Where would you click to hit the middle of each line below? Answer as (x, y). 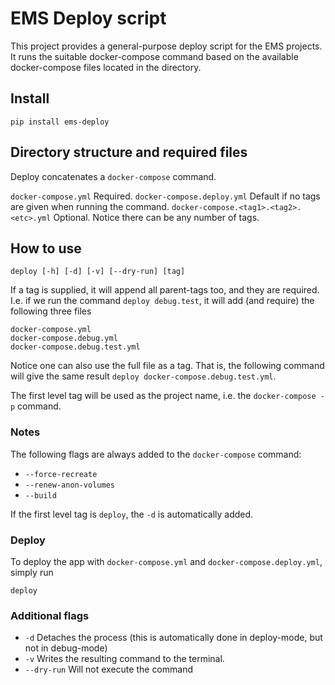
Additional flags (50, 615)
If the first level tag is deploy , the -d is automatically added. (132, 514)
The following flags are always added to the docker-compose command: (156, 454)
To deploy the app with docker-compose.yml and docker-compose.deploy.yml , (166, 561)
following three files (51, 311)
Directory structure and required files (129, 152)
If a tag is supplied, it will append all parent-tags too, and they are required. (165, 290)
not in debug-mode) (66, 648)
